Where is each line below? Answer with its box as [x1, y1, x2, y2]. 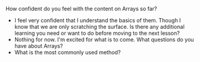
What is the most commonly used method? [14, 49, 121, 56]
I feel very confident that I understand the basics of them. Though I [14, 17, 181, 23]
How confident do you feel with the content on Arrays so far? [5, 5, 157, 12]
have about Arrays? [14, 42, 63, 49]
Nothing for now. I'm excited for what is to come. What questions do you [14, 36, 194, 43]
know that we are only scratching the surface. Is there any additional [14, 23, 185, 30]
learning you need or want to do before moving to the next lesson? [14, 29, 180, 37]
